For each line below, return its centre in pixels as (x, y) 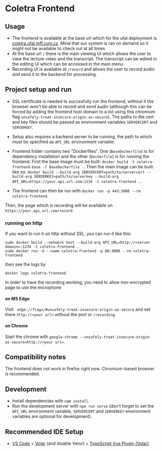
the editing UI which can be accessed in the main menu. (68, 64)
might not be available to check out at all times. (59, 48)
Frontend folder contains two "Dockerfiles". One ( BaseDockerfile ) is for (83, 151)
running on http (24, 223)
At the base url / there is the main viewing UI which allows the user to (81, 54)
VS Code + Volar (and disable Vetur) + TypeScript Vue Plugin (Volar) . (81, 443)
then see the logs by (25, 264)
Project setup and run (38, 90)
